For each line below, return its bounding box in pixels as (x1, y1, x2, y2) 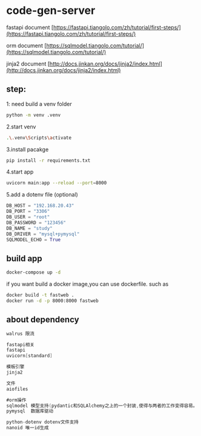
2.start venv (6, 122, 36, 130)
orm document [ (6, 42, 47, 49)
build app (6, 253, 42, 264)
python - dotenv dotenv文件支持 (6, 419, 79, 425)
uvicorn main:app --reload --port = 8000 (6, 180, 107, 186)
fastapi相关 (6, 341, 35, 347)
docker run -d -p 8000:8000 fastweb (6, 298, 99, 304)
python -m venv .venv (6, 112, 61, 118)
